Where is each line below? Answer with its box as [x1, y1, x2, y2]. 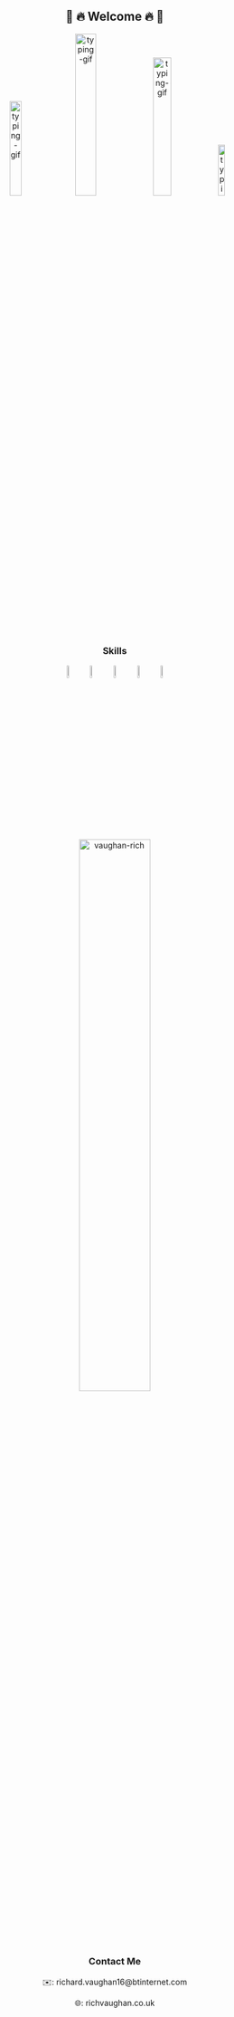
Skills [102, 644, 127, 657]
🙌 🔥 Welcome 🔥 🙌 [65, 9, 164, 24]
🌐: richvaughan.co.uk [74, 1997, 155, 2008]
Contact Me [88, 1955, 142, 1968]
